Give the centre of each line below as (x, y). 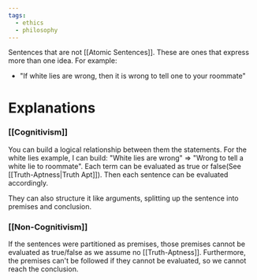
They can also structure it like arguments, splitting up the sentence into (123, 198)
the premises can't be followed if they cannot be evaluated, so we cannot (127, 261)
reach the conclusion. (43, 269)
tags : (17, 15)
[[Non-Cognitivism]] (48, 227)
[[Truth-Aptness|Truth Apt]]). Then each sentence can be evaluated (118, 175)
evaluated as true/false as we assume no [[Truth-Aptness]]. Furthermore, (127, 252)
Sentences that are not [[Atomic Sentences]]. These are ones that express (129, 53)
